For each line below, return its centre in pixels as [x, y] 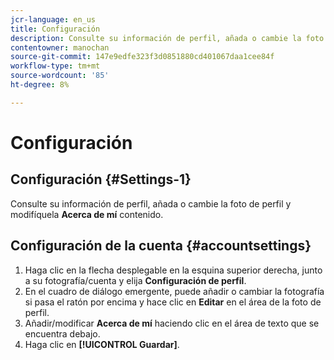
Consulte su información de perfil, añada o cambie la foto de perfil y [151, 203]
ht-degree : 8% [40, 85]
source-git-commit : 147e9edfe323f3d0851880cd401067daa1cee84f [142, 57]
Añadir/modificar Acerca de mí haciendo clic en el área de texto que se [172, 323]
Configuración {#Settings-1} [101, 179]
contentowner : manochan [60, 47]
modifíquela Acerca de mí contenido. [87, 214]
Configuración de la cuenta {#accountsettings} [161, 246]
